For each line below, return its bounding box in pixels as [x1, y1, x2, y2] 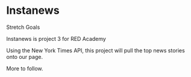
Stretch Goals [6, 23, 40, 31]
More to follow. [6, 64, 43, 72]
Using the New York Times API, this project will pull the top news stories [6, 46, 185, 54]
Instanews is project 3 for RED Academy [6, 35, 107, 42]
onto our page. [6, 53, 43, 60]
